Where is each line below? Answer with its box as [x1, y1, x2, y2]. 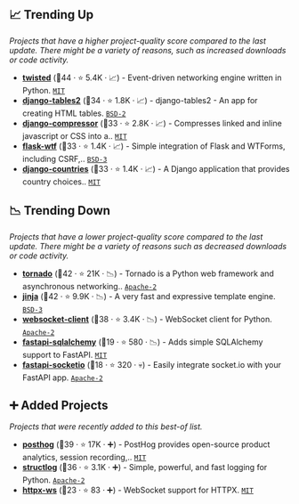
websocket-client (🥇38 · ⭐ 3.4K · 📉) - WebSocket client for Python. [21, 313, 273, 324]
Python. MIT [21, 85, 65, 95]
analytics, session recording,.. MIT [21, 452, 147, 463]
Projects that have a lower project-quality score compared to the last [9, 231, 263, 242]
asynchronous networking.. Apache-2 [21, 280, 158, 291]
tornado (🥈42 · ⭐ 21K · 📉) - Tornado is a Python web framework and [21, 268, 274, 279]
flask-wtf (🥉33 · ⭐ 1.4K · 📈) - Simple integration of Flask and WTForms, [21, 141, 287, 151]
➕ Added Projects [9, 398, 109, 413]
